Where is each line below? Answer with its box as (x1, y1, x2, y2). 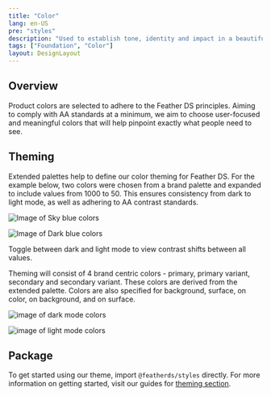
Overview (8, 79, 59, 93)
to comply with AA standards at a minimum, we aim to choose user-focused (8, 109, 261, 119)
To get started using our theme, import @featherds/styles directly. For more (8, 370, 261, 380)
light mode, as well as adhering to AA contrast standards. (8, 197, 199, 207)
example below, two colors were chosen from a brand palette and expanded (8, 179, 261, 190)
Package (8, 349, 54, 363)
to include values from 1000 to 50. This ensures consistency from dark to (8, 188, 252, 198)
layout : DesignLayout (8, 49, 81, 57)
